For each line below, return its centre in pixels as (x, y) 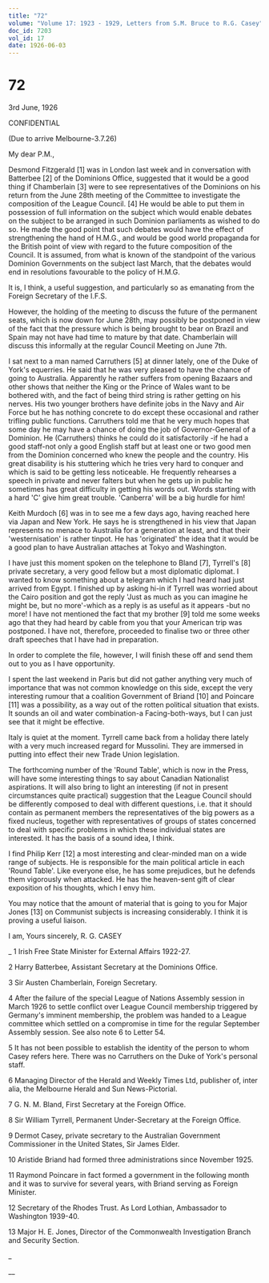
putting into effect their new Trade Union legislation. (94, 754)
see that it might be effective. (56, 722)
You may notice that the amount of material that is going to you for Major (128, 903)
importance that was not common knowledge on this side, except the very (131, 688)
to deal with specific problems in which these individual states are (117, 830)
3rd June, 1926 (33, 108)
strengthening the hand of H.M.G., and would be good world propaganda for (134, 238)
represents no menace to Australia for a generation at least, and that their (129, 530)
